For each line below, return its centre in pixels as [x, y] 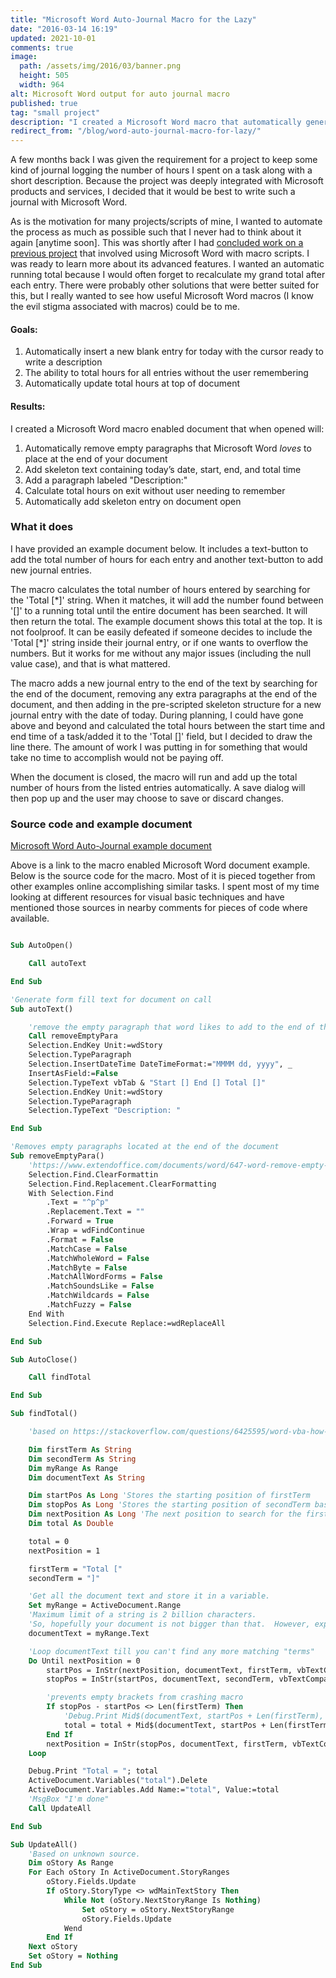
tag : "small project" [55, 112]
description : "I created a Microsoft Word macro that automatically [156, 122]
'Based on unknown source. [84, 1854]
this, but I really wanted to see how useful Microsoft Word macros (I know [162, 296]
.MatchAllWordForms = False [104, 1277]
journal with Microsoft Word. [69, 202]
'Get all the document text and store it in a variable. [149, 1596]
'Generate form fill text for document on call [111, 999]
